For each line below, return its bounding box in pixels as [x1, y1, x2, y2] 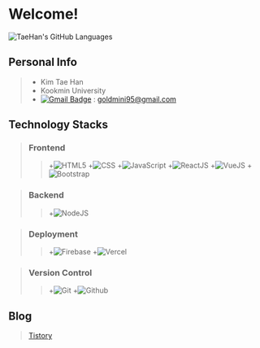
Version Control [28, 267, 93, 278]
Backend [28, 189, 65, 201]
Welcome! [8, 5, 79, 24]
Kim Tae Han [40, 76, 84, 86]
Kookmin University [40, 85, 106, 95]
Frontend [28, 142, 66, 154]
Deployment [28, 228, 79, 240]
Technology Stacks [8, 118, 108, 132]
